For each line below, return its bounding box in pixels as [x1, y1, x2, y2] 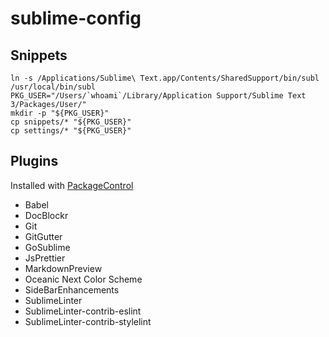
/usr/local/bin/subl [10, 82, 97, 92]
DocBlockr [24, 209, 69, 221]
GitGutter [24, 230, 63, 242]
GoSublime [24, 241, 71, 253]
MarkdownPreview [24, 262, 103, 274]
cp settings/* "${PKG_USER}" [10, 126, 132, 136]
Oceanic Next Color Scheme [24, 273, 143, 285]
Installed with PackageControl [10, 179, 134, 191]
